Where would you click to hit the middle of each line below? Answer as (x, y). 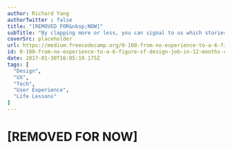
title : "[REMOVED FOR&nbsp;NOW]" (55, 26)
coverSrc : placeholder (40, 39)
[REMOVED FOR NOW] (72, 137)
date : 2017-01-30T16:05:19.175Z (54, 58)
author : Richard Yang (38, 13)
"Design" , (27, 71)
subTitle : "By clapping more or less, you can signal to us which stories (117, 33)
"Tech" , (25, 84)
